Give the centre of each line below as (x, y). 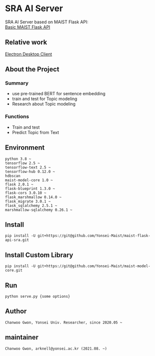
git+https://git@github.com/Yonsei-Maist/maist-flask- (94, 236)
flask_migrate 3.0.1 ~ (28, 201)
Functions (17, 117)
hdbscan (13, 176)
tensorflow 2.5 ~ (23, 163)
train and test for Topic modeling (45, 99)
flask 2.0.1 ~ (19, 184)
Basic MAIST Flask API (28, 27)
